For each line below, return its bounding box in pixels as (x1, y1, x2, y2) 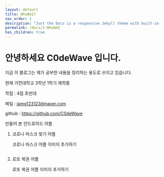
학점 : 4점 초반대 (5, 90, 37, 96)
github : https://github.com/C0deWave (5, 111, 83, 116)
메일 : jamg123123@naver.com (5, 101, 66, 107)
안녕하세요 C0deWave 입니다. (5, 52, 121, 64)
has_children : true (5, 30, 45, 35)
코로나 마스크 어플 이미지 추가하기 (12, 141, 77, 147)
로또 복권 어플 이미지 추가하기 (12, 166, 69, 172)
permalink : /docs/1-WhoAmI (5, 25, 60, 30)
